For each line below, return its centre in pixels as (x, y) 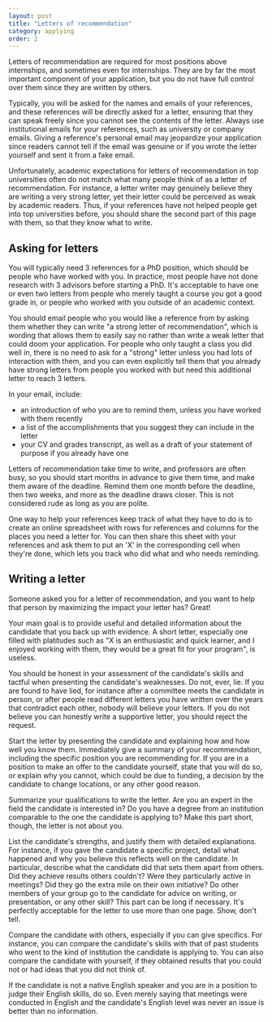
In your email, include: (45, 394)
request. (22, 725)
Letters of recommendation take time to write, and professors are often (127, 469)
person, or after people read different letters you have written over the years (136, 699)
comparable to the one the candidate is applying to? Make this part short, (131, 816)
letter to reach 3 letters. (48, 379)
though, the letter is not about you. (66, 825)
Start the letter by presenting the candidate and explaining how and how (129, 741)
